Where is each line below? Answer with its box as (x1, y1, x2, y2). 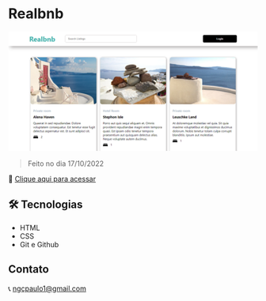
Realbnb (8, 5, 64, 23)
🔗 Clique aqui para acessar (8, 175, 97, 184)
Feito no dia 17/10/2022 (27, 159, 104, 168)
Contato (8, 262, 49, 277)
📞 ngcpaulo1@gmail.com (8, 284, 87, 293)
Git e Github (19, 239, 59, 249)
